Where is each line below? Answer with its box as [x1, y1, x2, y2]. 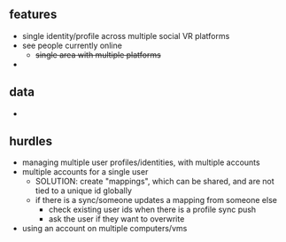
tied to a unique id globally [35, 185, 133, 196]
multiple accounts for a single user [21, 167, 149, 177]
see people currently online [21, 40, 122, 51]
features [9, 7, 58, 22]
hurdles [9, 134, 53, 149]
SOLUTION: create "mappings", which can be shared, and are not [35, 176, 274, 187]
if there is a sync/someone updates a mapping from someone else [35, 195, 277, 206]
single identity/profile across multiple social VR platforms [21, 30, 230, 41]
